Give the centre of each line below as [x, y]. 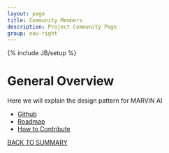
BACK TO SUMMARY [37, 143]
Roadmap [31, 122]
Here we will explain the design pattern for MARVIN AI [85, 101]
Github [27, 114]
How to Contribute [44, 129]
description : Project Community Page [62, 27]
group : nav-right [32, 33]
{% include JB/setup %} [42, 53]
